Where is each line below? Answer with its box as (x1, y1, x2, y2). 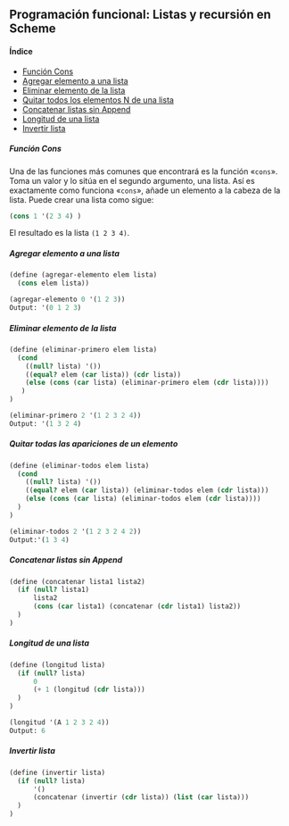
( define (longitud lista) (9, 660, 105, 669)
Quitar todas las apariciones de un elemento (9, 438, 178, 449)
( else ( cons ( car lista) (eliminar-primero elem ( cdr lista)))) (25, 379, 269, 388)
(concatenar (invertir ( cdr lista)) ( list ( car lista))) (32, 793, 250, 802)
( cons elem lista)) (17, 279, 90, 288)
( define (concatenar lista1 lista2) (9, 577, 145, 586)
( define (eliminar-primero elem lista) (9, 345, 158, 354)
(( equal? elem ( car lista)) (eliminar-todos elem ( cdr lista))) (25, 486, 269, 495)
